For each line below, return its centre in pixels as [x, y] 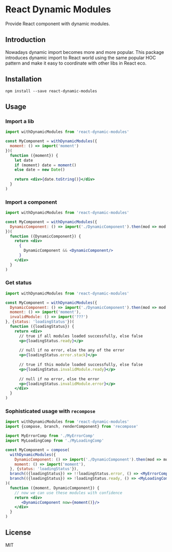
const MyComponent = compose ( [38, 450]
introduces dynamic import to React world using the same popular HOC [81, 57]
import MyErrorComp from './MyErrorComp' [50, 436]
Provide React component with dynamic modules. [58, 24]
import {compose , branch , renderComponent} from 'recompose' [72, 427]
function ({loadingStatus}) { [42, 327]
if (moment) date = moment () [46, 165]
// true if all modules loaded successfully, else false [81, 336]
